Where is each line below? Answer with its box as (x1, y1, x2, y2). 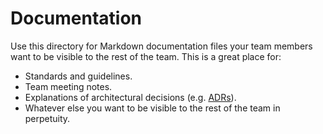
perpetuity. (24, 112, 71, 124)
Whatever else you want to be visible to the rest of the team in (24, 102, 281, 114)
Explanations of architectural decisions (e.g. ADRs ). (24, 91, 237, 103)
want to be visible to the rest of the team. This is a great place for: (10, 50, 282, 62)
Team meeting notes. (24, 80, 113, 92)
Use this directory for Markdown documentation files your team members (10, 40, 313, 52)
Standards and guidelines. (24, 70, 133, 82)
